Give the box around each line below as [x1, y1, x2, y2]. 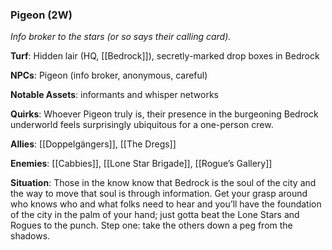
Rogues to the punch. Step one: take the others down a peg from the [10, 219, 293, 232]
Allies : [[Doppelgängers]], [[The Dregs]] [10, 138, 177, 150]
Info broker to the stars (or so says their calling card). [10, 31, 232, 43]
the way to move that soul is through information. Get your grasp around [10, 188, 308, 200]
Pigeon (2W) [10, 8, 73, 22]
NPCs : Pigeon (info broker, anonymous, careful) [10, 69, 208, 82]
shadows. [10, 230, 51, 242]
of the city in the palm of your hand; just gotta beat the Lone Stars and [10, 209, 300, 221]
